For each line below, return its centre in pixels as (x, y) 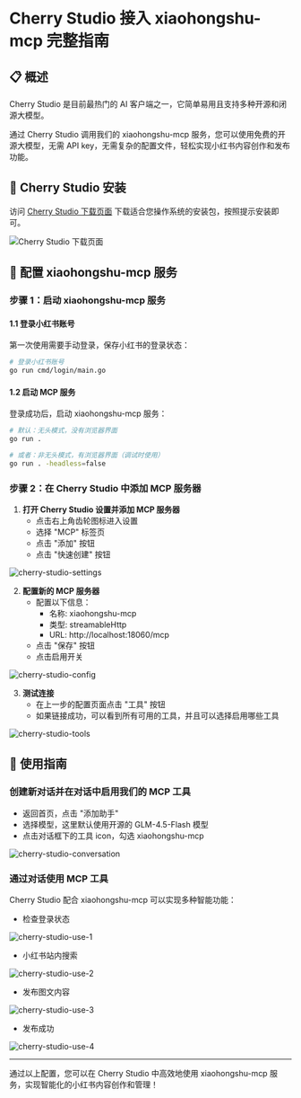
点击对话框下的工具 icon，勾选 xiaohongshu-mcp (113, 836)
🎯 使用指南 (38, 764)
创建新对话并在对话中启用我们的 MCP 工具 (100, 792)
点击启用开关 (59, 657)
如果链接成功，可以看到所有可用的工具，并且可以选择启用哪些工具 (157, 716)
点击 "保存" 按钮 (65, 646)
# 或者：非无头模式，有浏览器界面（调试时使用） (86, 456)
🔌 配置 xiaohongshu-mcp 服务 (93, 273)
